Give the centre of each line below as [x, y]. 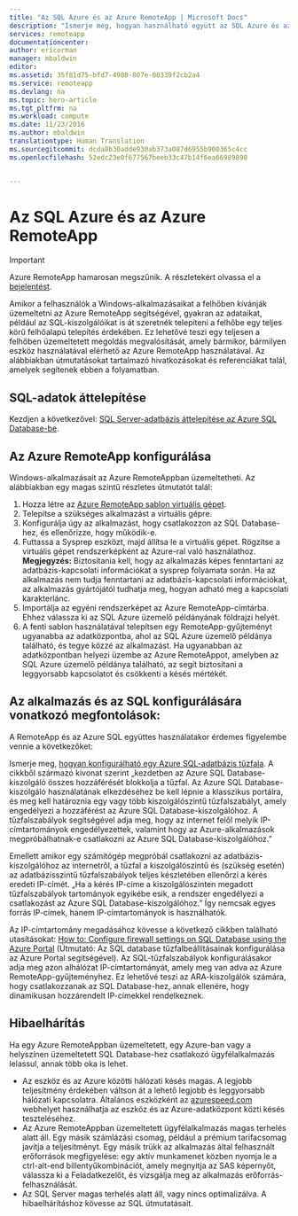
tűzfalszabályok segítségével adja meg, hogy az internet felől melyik [134, 820]
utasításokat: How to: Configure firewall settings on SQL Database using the [148, 939]
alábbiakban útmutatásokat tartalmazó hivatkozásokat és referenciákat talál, [148, 361]
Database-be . [34, 429]
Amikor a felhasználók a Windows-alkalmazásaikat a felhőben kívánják [138, 304]
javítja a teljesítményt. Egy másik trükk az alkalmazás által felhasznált [148, 1146]
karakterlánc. [46, 598]
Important [27, 260]
